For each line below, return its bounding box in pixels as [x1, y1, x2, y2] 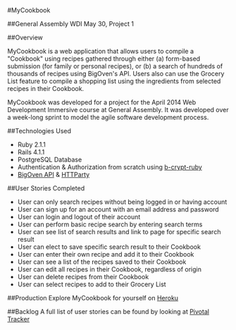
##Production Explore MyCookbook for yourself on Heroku [7, 294, 178, 302]
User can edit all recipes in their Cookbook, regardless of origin [17, 265, 202, 274]
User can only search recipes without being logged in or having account [17, 197, 228, 206]
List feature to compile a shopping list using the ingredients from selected [7, 77, 221, 85]
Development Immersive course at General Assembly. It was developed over [7, 106, 229, 114]
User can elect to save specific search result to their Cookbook [17, 243, 201, 251]
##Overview [7, 33, 44, 42]
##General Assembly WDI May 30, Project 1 [7, 20, 134, 28]
